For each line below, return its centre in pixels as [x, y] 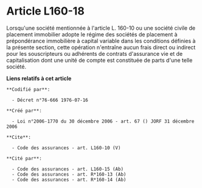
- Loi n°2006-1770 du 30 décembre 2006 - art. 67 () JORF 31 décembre [103, 121]
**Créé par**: [24, 110]
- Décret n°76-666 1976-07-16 [50, 100]
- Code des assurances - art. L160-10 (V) [66, 148]
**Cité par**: [24, 158]
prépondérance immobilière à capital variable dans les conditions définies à [101, 41]
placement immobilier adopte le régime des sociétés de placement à [92, 34]
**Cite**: [19, 137]
